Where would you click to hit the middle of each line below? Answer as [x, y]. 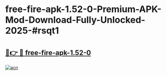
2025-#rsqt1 [32, 31]
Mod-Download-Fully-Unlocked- [75, 20]
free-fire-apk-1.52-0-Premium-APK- [83, 9]
